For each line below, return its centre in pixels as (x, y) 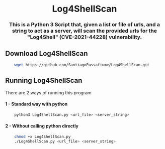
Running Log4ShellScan (44, 81)
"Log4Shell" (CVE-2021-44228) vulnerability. (85, 37)
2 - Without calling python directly (42, 126)
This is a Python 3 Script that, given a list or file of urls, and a (85, 25)
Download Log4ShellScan (47, 53)
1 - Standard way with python (36, 104)
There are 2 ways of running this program (48, 92)
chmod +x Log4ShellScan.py (43, 136)
